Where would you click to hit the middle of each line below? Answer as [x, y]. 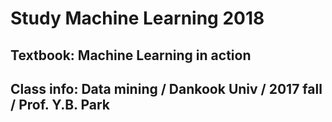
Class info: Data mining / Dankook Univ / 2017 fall [166, 88]
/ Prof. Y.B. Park [60, 104]
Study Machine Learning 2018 [137, 18]
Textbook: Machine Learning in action [131, 55]
